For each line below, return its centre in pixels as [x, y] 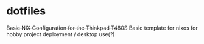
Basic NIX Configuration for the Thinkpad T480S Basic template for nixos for [102, 28]
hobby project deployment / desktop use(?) [61, 34]
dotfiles [26, 11]
